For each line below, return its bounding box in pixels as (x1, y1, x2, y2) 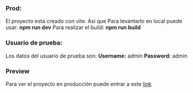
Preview (5, 67, 30, 75)
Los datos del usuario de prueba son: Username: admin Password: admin (5, 52, 188, 59)
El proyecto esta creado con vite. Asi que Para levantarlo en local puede (5, 18, 182, 25)
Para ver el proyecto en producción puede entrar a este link (5, 80, 152, 87)
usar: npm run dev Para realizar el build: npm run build (5, 24, 141, 31)
